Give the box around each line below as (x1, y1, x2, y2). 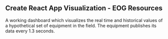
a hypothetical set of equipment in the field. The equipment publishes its (5, 22, 157, 28)
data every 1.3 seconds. (5, 27, 55, 34)
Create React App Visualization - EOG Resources (5, 4, 163, 12)
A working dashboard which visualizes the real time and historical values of (5, 17, 163, 23)
